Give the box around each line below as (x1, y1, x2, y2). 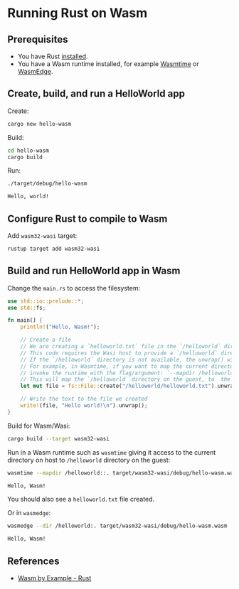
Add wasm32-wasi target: (7, 232, 78, 239)
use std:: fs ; (7, 304, 46, 311)
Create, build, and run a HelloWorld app (7, 87, 185, 100)
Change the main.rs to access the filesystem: (7, 283, 141, 292)
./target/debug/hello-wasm (7, 180, 87, 188)
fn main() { (7, 317, 43, 324)
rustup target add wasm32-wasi (7, 245, 100, 252)
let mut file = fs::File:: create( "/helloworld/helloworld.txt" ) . (20, 382, 218, 390)
